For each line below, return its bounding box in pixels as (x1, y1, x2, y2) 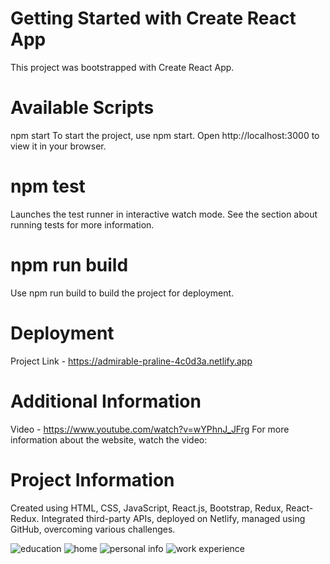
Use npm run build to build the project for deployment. (10, 287, 235, 299)
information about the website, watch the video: (10, 433, 208, 446)
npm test (10, 175, 86, 198)
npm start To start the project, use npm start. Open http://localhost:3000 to (10, 129, 320, 141)
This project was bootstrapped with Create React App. (10, 61, 235, 73)
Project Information (10, 468, 175, 491)
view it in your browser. (10, 140, 107, 152)
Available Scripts (10, 97, 155, 119)
